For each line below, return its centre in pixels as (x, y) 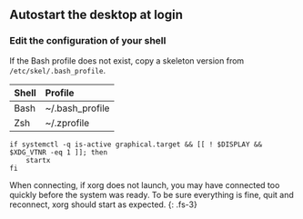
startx (38, 160)
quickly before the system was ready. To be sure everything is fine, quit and (151, 194)
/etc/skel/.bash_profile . (58, 70)
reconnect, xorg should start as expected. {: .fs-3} (103, 204)
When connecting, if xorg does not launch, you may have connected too (145, 184)
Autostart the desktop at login (96, 15)
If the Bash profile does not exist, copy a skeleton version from (127, 60)
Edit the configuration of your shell (88, 41)
